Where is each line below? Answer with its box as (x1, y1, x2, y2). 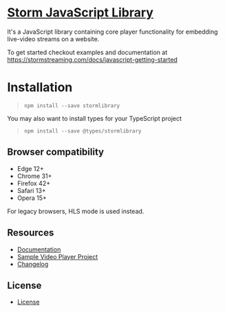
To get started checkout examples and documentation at (7, 48, 168, 56)
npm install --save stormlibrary (23, 102, 120, 109)
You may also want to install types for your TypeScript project (7, 114, 182, 122)
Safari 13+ (17, 186, 46, 194)
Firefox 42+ (17, 179, 50, 187)
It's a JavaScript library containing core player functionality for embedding (7, 27, 218, 36)
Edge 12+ (17, 164, 44, 172)
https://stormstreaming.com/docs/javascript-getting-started (7, 55, 178, 63)
